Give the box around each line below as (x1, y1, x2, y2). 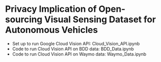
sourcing (5, 14, 43, 25)
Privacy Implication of (5, 3, 97, 15)
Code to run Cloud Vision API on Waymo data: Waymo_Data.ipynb (12, 51, 147, 57)
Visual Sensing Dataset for (44, 14, 156, 25)
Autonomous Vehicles (5, 25, 98, 35)
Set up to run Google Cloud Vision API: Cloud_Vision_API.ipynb (12, 40, 140, 46)
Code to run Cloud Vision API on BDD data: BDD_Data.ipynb (12, 46, 134, 52)
